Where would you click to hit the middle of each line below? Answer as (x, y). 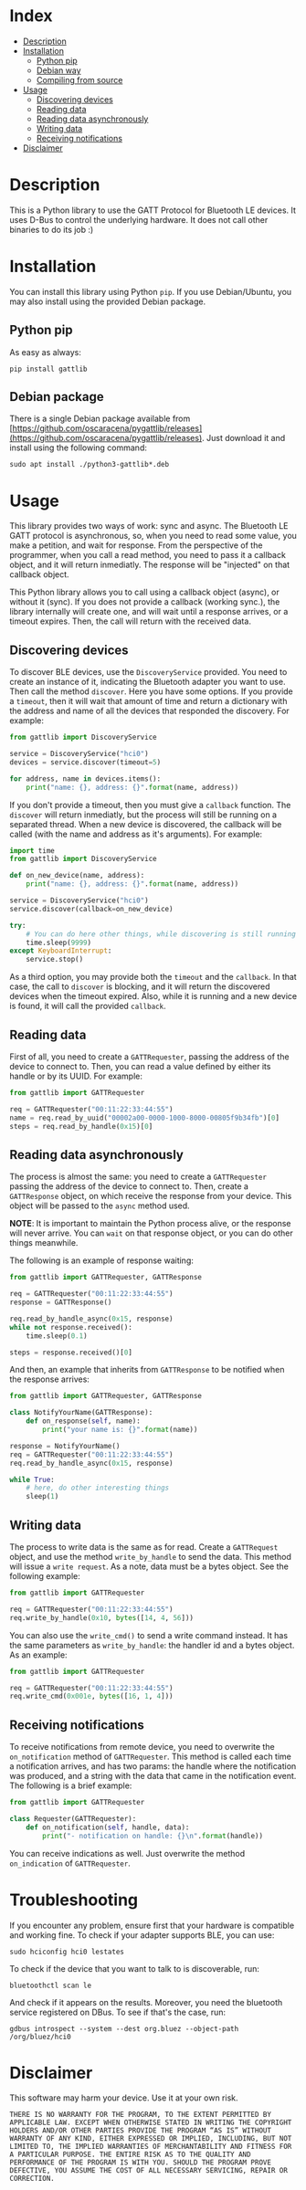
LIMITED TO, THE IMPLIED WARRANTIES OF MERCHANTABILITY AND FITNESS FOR (151, 2147)
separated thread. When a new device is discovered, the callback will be (146, 824)
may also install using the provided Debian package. (108, 301)
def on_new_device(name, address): (77, 876)
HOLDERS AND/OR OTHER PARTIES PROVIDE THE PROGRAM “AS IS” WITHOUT (141, 2131)
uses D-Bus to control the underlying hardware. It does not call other (139, 219)
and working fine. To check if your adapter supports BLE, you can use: (142, 1935)
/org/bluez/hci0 (40, 2037)
